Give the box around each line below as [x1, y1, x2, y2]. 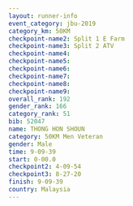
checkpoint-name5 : [8, 58, 71, 66]
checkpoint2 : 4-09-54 [8, 163, 82, 171]
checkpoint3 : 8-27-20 [8, 170, 82, 178]
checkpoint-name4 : [8, 49, 71, 58]
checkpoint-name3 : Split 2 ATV [8, 42, 114, 50]
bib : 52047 [8, 118, 45, 126]
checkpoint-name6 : [8, 65, 71, 73]
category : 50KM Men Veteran [8, 132, 104, 140]
